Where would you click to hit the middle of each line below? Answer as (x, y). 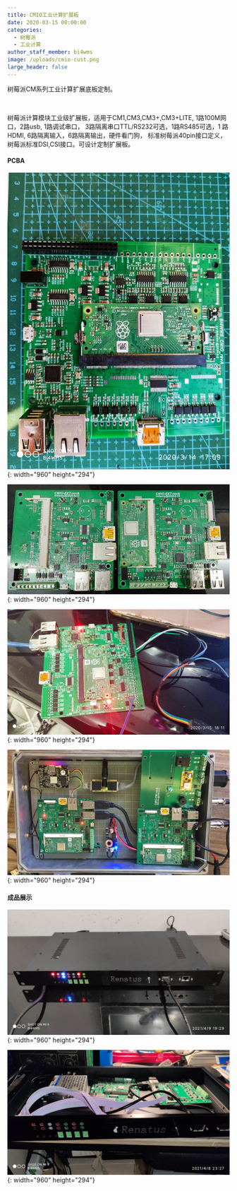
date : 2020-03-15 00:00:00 (47, 22)
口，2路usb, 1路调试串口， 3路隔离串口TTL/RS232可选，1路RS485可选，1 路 (118, 126)
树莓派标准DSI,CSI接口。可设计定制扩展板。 (71, 144)
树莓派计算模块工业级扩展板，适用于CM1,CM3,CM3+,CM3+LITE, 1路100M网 (117, 117)
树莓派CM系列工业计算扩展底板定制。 (62, 89)
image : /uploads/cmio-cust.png (53, 60)
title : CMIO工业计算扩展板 (43, 15)
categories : (25, 30)
